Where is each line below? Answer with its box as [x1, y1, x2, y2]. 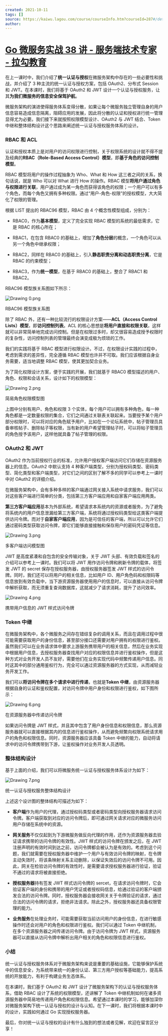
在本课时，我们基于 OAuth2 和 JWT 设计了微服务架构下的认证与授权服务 [5, 983, 154, 989]
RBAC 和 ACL [5, 136, 37, 143]
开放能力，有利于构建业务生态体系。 [13, 973, 88, 979]
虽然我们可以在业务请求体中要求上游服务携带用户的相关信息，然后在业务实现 [5, 643, 163, 649]
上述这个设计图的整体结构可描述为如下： [5, 798, 88, 804]
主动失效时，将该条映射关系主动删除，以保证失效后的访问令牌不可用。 [12, 857, 157, 863]
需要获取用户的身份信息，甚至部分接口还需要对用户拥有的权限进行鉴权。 [13, 637, 163, 643]
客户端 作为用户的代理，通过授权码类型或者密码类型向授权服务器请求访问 [12, 809, 161, 815]
